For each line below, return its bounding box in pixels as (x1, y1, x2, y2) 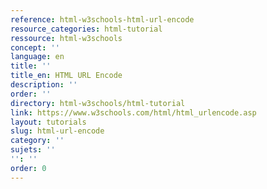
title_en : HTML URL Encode (10, 71, 123, 81)
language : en (10, 52, 65, 62)
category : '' (10, 136, 65, 146)
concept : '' (10, 42, 60, 53)
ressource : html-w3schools (10, 33, 123, 43)
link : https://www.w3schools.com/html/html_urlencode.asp (10, 107, 257, 118)
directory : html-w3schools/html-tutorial (10, 98, 186, 108)
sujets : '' (10, 145, 56, 155)
